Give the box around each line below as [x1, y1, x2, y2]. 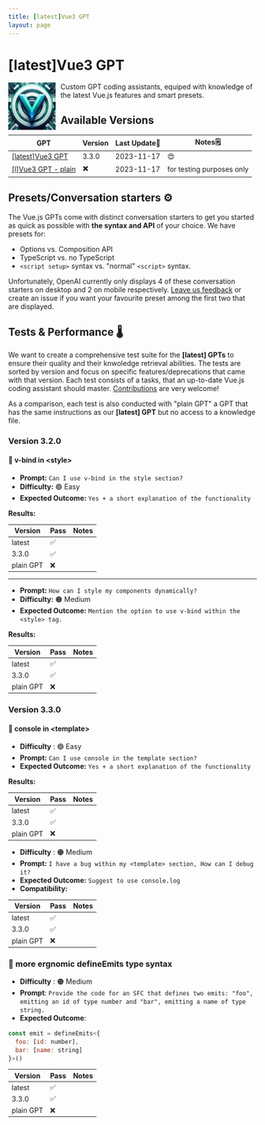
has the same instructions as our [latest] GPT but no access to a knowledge [8, 408, 256, 417]
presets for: [8, 229, 46, 239]
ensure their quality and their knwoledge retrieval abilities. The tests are [8, 359, 241, 368]
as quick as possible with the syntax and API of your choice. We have [8, 220, 236, 230]
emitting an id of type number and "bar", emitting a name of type [19, 998, 246, 1006]
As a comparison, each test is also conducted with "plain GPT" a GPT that [8, 399, 248, 408]
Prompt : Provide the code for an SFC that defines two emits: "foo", [19, 988, 254, 997]
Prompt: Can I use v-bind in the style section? [19, 472, 184, 482]
